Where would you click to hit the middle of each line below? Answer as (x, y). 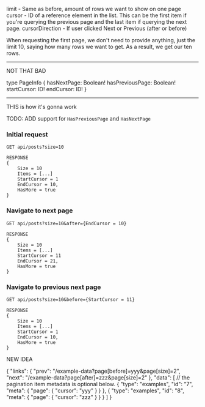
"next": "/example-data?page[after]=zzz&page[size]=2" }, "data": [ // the (98, 377)
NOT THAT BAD (26, 71)
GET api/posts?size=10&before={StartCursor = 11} (71, 299)
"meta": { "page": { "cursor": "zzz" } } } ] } (59, 397)
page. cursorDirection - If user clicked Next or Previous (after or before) (97, 28)
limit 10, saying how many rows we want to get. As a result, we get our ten (99, 47)
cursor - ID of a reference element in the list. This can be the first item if (97, 15)
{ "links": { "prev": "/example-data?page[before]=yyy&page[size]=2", (94, 371)
